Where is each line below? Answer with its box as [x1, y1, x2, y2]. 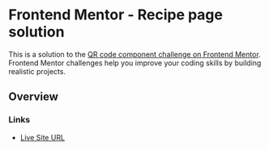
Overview [8, 90, 59, 104]
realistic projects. [8, 66, 66, 76]
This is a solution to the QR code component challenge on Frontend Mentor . [8, 49, 261, 59]
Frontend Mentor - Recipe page [8, 6, 223, 24]
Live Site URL [19, 132, 66, 142]
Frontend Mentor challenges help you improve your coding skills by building [8, 58, 262, 68]
